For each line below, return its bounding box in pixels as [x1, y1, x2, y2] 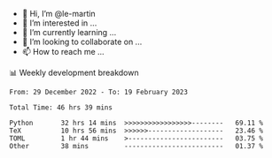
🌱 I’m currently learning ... [21, 27, 117, 37]
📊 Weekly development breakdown [9, 67, 139, 78]
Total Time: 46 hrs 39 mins [9, 103, 113, 112]
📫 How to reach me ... [21, 47, 105, 56]
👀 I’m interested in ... [21, 18, 97, 28]
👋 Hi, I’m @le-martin [21, 9, 96, 19]
